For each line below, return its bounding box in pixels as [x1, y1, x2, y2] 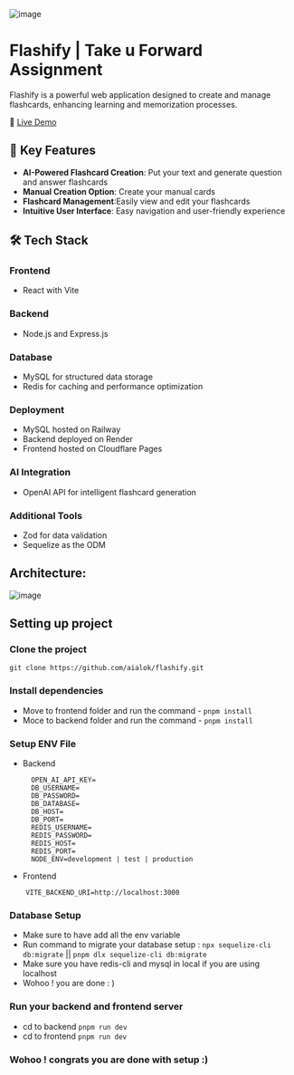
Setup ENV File [9, 737, 77, 750]
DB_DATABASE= [31, 800, 81, 809]
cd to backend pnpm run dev [22, 1021, 128, 1032]
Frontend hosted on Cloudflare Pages [22, 444, 163, 455]
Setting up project [9, 616, 113, 631]
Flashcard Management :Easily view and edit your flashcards [22, 196, 251, 206]
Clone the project [9, 643, 88, 656]
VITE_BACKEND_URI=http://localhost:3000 [25, 888, 180, 897]
